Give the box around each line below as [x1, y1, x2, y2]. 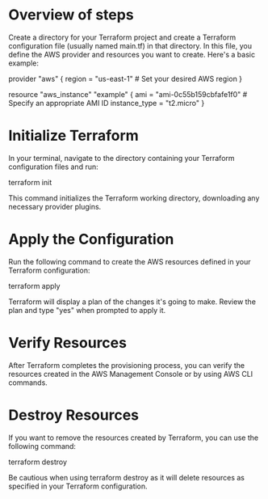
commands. [8, 378, 48, 387]
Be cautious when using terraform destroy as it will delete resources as [8, 472, 245, 482]
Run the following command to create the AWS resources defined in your [8, 256, 251, 266]
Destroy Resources [8, 406, 140, 424]
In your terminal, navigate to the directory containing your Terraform [8, 153, 236, 163]
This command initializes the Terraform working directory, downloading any [8, 192, 260, 203]
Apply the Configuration [8, 230, 174, 248]
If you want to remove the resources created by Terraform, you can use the [8, 433, 259, 442]
